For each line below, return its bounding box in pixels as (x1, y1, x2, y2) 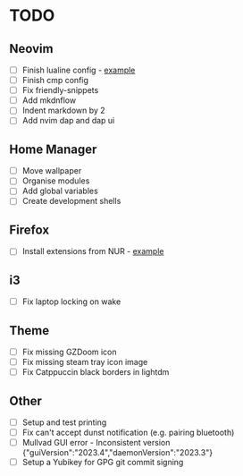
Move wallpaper (21, 166, 82, 176)
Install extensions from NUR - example (21, 246, 164, 257)
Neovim (9, 41, 54, 56)
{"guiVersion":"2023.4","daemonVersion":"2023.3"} (21, 447, 213, 458)
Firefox (9, 222, 50, 237)
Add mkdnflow (21, 95, 77, 106)
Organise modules (21, 175, 90, 186)
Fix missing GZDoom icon (21, 346, 118, 357)
